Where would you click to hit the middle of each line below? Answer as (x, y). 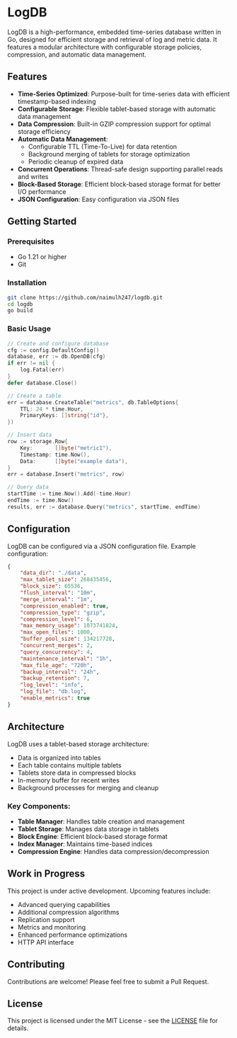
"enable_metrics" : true (55, 698)
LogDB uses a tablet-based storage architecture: (79, 743)
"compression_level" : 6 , (57, 619)
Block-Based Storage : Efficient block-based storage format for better (119, 184)
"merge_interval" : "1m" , (57, 599)
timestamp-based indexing (57, 101)
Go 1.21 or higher (42, 257)
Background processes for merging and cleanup (88, 787)
